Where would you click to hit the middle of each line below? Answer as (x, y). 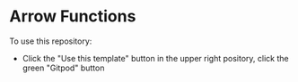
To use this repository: (51, 41)
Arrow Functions (73, 16)
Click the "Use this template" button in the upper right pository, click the (155, 58)
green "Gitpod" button (63, 68)
